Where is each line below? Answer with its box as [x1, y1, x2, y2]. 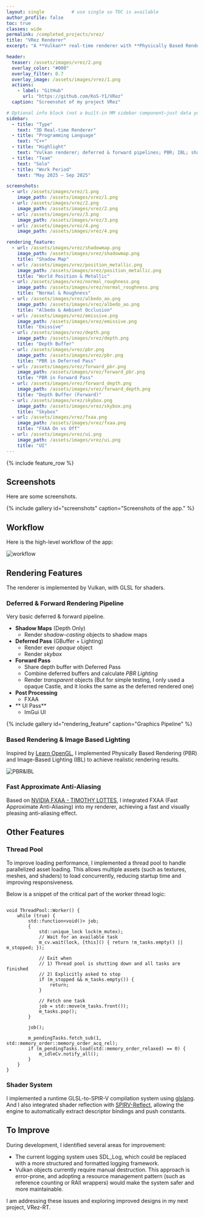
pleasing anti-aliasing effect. [6, 809, 78, 817]
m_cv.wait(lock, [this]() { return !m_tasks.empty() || [38, 939, 183, 945]
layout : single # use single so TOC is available [6, 9, 159, 15]
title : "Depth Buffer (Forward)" [17, 391, 102, 398]
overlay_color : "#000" [12, 65, 69, 71]
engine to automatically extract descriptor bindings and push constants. [6, 1107, 186, 1115]
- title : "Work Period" [12, 166, 72, 173]
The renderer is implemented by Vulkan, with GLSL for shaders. [6, 584, 165, 591]
